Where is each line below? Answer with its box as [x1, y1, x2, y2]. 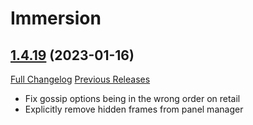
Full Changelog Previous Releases [10, 73, 151, 85]
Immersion [10, 7, 102, 30]
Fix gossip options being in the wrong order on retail [24, 93, 241, 104]
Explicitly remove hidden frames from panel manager [24, 103, 244, 115]
